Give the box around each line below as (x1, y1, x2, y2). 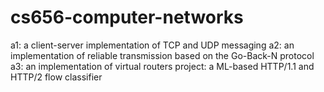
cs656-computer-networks (10, 6, 244, 29)
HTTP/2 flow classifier (10, 71, 103, 83)
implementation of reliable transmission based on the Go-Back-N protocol (10, 49, 315, 61)
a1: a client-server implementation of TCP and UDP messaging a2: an (10, 39, 295, 51)
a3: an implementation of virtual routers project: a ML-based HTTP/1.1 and (10, 60, 315, 72)
